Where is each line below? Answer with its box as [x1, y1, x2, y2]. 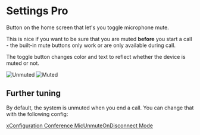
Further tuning [6, 88, 61, 99]
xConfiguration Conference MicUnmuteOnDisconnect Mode [6, 122, 154, 129]
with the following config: [6, 110, 68, 117]
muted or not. [6, 59, 40, 67]
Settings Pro [6, 4, 68, 18]
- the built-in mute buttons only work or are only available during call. [6, 42, 176, 49]
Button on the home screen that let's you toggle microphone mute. [6, 24, 170, 31]
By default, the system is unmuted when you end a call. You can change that [6, 104, 194, 111]
